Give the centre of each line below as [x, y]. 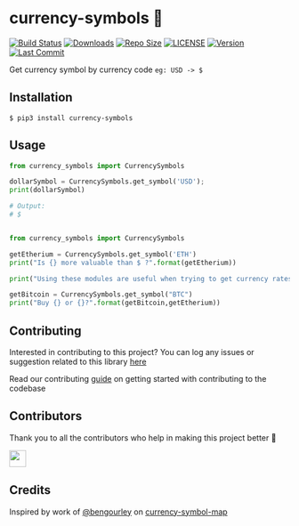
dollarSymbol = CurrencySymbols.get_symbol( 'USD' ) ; [107, 182]
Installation [41, 97]
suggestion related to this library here [78, 361]
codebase [28, 388]
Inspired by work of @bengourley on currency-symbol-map [119, 512]
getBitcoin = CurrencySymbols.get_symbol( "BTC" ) [101, 295]
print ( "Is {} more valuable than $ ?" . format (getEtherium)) [123, 263]
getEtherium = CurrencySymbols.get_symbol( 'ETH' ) [103, 254]
